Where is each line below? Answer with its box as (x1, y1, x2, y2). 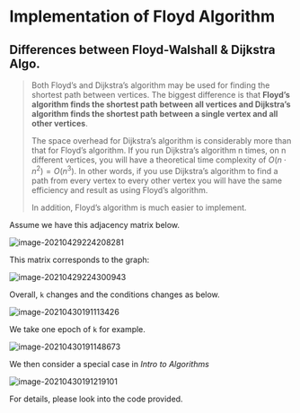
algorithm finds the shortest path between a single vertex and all (31, 109, 278, 119)
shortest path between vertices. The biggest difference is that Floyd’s (31, 90, 290, 100)
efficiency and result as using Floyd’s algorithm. (31, 184, 208, 195)
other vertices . (31, 119, 88, 128)
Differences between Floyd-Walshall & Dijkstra (9, 42, 276, 57)
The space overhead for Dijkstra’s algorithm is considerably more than (31, 136, 292, 145)
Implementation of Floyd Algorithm (9, 6, 276, 27)
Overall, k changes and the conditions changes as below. (9, 289, 220, 300)
